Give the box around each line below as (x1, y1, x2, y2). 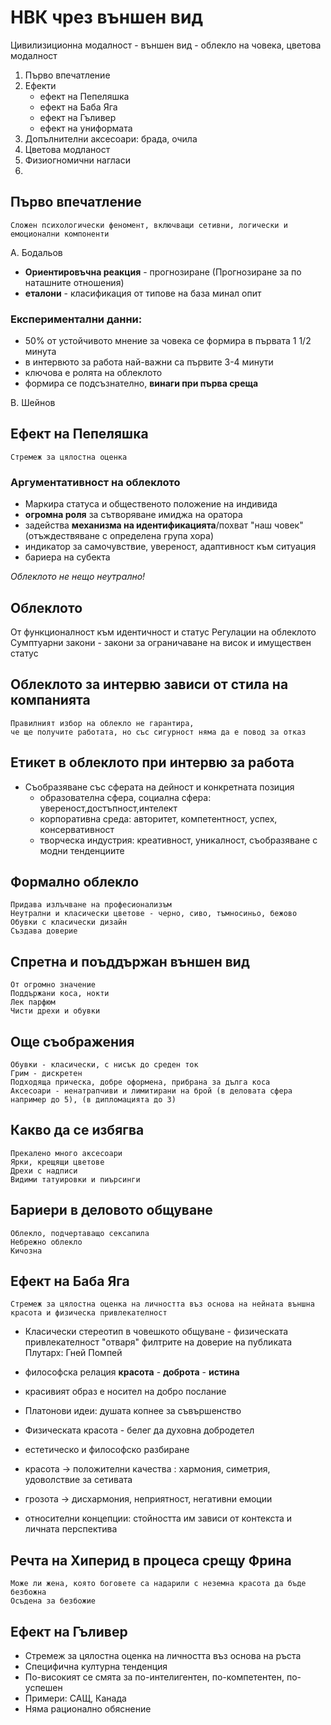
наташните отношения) (24, 276, 125, 288)
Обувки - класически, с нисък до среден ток (10, 1060, 199, 1070)
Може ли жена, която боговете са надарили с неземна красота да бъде (10, 1579, 307, 1589)
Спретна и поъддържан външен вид (10, 953, 250, 970)
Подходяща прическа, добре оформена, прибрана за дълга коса (10, 1077, 271, 1088)
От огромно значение (10, 980, 97, 990)
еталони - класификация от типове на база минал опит (24, 287, 262, 299)
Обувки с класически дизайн (10, 917, 128, 928)
